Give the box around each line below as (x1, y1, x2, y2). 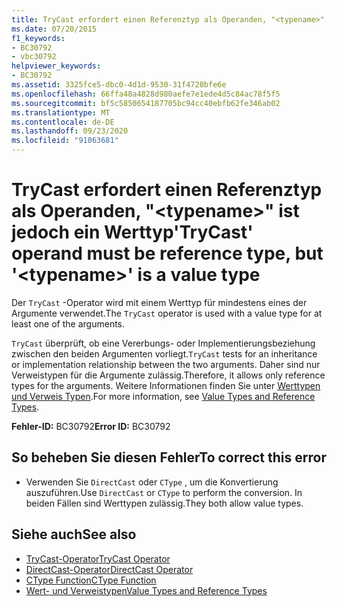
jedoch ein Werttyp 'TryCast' (11, 221, 254, 244)
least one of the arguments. (11, 317, 126, 330)
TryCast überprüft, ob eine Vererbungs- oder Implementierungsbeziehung (11, 337, 316, 349)
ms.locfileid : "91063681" (11, 136, 119, 146)
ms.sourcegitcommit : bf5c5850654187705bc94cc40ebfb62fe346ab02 (11, 98, 281, 108)
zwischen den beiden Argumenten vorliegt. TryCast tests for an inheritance (11, 347, 318, 360)
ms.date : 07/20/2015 (11, 24, 98, 34)
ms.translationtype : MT (11, 107, 111, 118)
